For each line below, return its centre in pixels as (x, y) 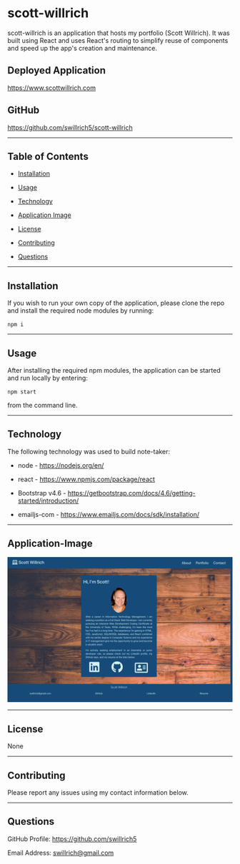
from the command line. (42, 405)
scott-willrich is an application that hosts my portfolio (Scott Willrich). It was (119, 33)
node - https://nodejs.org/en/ (61, 465)
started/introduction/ (48, 501)
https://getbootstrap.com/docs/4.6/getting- (131, 493)
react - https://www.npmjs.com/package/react (86, 479)
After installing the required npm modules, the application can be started (114, 370)
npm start (22, 392)
